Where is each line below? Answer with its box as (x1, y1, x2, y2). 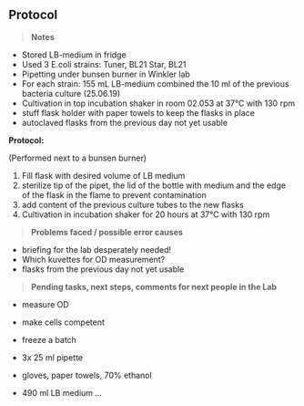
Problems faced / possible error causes (30, 226, 184, 237)
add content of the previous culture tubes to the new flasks (21, 199, 245, 210)
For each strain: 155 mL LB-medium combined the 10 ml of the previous (21, 78, 289, 89)
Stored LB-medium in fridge (21, 49, 127, 60)
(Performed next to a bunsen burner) (8, 152, 147, 163)
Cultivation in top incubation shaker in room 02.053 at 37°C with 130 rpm (21, 98, 296, 109)
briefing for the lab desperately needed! (21, 244, 172, 255)
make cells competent (21, 317, 106, 328)
